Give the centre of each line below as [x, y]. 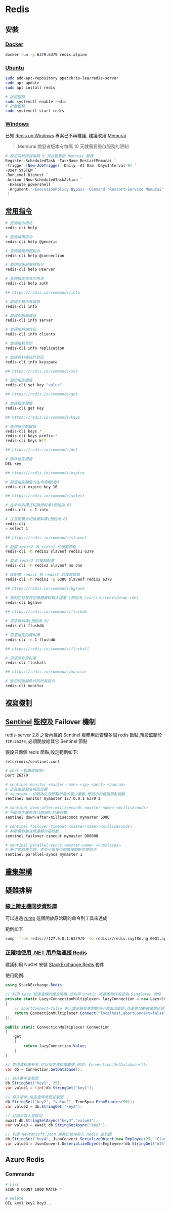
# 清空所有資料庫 [21, 658]
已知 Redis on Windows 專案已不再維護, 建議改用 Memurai [66, 136]
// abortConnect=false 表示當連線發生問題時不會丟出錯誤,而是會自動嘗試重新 [88, 1008]
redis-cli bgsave [24, 602]
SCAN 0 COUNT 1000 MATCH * [34, 1189]
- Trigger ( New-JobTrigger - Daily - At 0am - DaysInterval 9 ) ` [71, 166]
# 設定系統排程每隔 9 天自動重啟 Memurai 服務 [49, 156]
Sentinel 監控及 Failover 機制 [51, 722]
